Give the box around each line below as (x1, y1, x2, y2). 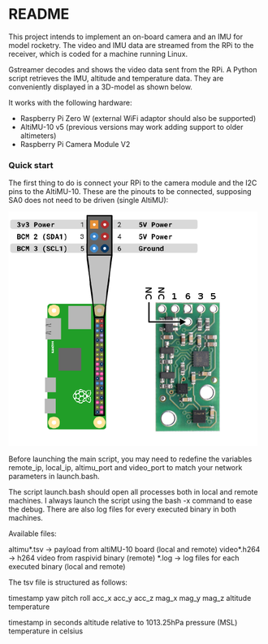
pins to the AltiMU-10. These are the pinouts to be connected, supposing (8, 187, 252, 197)
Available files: (8, 529, 57, 538)
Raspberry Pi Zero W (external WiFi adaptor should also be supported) (19, 113, 257, 123)
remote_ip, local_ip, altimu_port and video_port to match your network (8, 463, 243, 473)
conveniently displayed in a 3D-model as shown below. (8, 82, 193, 92)
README (8, 5, 70, 24)
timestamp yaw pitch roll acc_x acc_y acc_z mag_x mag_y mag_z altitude (8, 594, 252, 603)
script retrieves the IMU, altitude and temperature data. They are (8, 73, 224, 83)
